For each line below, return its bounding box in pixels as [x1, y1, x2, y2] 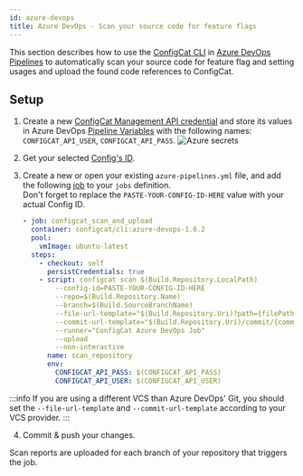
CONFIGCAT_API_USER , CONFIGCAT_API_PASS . [22, 135, 176, 146]
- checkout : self [39, 259, 105, 268]
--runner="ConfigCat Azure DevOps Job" [55, 326, 205, 335]
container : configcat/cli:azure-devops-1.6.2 [31, 225, 205, 234]
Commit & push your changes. [22, 429, 136, 440]
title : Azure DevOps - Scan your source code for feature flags [9, 22, 257, 31]
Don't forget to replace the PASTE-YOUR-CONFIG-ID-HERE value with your [22, 189, 285, 200]
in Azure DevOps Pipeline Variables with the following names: [22, 126, 252, 137]
